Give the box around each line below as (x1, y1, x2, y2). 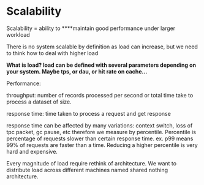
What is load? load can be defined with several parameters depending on (6, 61, 196, 69)
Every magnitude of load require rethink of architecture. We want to (6, 159, 176, 167)
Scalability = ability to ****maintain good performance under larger (6, 25, 176, 32)
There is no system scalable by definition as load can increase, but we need (6, 43, 198, 50)
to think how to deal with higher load (6, 49, 99, 56)
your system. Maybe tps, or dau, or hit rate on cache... (6, 67, 148, 75)
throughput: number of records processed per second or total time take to (6, 91, 194, 99)
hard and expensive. (6, 148, 58, 155)
